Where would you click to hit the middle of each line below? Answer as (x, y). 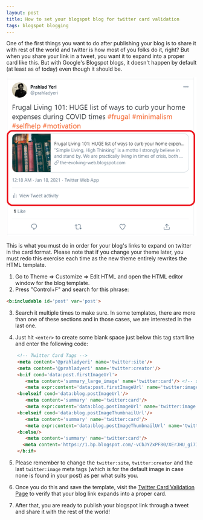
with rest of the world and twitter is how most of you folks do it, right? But (98, 50)
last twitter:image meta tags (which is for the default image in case (99, 469)
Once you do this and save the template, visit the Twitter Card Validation (105, 487)
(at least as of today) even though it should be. (64, 69)
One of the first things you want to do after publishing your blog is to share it (101, 43)
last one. (26, 326)
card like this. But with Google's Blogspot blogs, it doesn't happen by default (101, 63)
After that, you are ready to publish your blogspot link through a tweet (102, 506)
